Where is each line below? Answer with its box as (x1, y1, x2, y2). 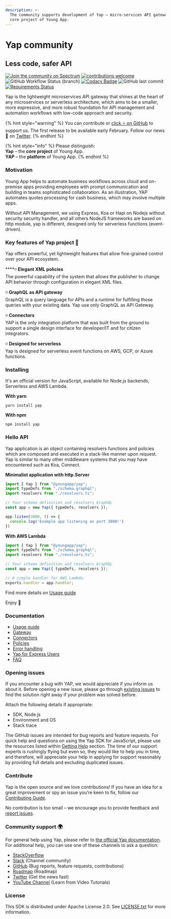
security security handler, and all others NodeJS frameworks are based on (5, 215, 162, 221)
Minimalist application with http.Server (5, 472, 90, 478)
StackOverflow (12, 852, 44, 858)
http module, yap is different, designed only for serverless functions (5, 220, 148, 227)
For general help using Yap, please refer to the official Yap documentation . (5, 837, 161, 843)
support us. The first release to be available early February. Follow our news (5, 127, 165, 133)
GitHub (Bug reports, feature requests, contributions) (12, 863, 124, 869)
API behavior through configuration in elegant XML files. (5, 279, 123, 285)
